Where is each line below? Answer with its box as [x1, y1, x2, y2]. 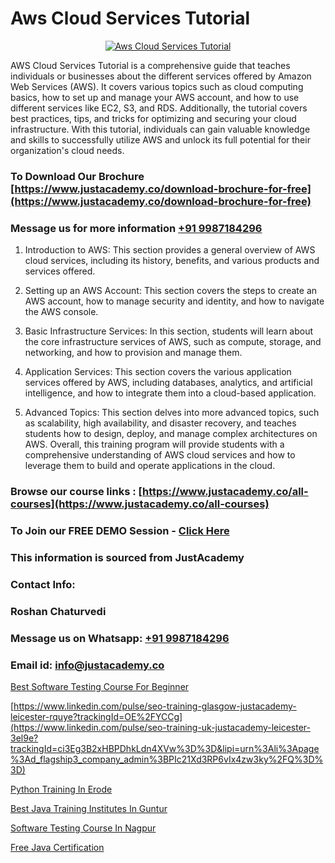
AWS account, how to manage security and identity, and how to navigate [24, 295, 325, 307]
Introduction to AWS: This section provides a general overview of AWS [24, 244, 316, 256]
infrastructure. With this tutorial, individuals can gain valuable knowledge [10, 123, 311, 135]
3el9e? [10, 732, 39, 744]
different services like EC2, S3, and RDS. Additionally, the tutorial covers [10, 102, 308, 114]
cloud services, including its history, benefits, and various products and [24, 255, 320, 267]
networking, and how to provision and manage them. [24, 347, 243, 359]
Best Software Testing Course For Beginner [10, 680, 190, 692]
